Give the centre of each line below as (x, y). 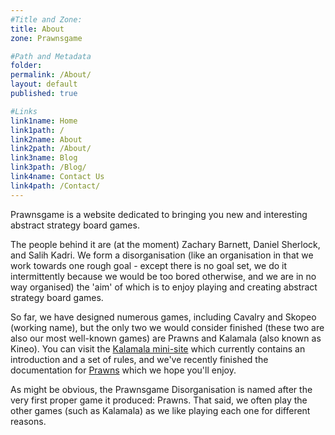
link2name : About (46, 139)
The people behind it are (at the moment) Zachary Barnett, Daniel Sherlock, (165, 244)
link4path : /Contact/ (55, 186)
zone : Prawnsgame (46, 38)
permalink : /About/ (51, 75)
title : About (37, 29)
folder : (26, 66)
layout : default (44, 84)
